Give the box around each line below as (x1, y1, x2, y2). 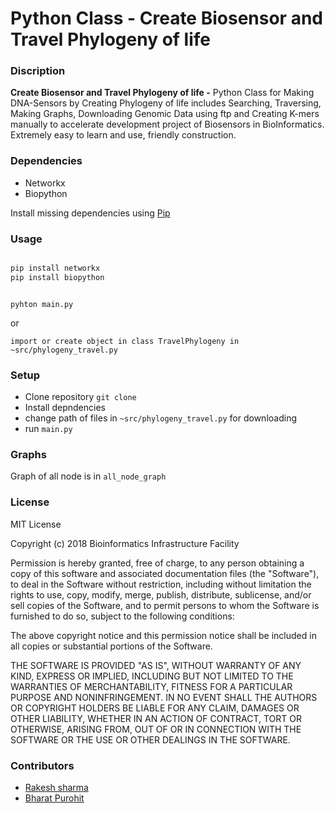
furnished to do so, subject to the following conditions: (10, 610, 235, 622)
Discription (10, 64, 66, 78)
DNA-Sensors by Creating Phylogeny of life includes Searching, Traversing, (10, 97, 322, 109)
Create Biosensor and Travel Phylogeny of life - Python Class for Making (10, 87, 315, 99)
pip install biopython (10, 272, 105, 282)
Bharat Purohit (24, 792, 85, 804)
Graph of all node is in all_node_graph (10, 470, 167, 482)
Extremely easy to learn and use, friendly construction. (10, 129, 237, 141)
